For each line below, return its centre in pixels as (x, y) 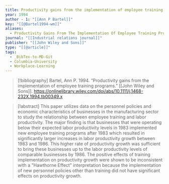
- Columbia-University (33, 62)
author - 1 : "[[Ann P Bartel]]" (39, 19)
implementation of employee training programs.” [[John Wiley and (86, 86)
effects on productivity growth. (50, 176)
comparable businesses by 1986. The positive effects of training (84, 155)
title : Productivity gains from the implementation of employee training (84, 10)
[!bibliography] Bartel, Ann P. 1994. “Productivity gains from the (83, 81)
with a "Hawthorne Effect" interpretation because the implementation (89, 165)
